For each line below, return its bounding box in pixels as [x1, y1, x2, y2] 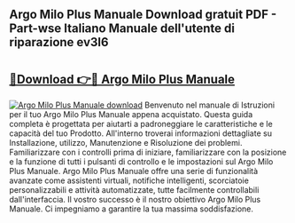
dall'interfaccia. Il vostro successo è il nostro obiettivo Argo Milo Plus [9, 195, 261, 204]
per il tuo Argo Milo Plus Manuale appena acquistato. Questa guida [9, 109, 253, 119]
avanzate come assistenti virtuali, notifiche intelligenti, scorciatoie [9, 175, 250, 186]
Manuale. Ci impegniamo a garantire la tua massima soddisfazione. [9, 203, 254, 214]
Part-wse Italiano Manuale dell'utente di [9, 21, 235, 36]
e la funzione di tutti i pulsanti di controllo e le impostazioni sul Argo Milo [9, 156, 274, 167]
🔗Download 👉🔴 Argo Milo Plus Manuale [9, 71, 236, 87]
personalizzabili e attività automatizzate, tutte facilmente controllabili [9, 185, 260, 195]
